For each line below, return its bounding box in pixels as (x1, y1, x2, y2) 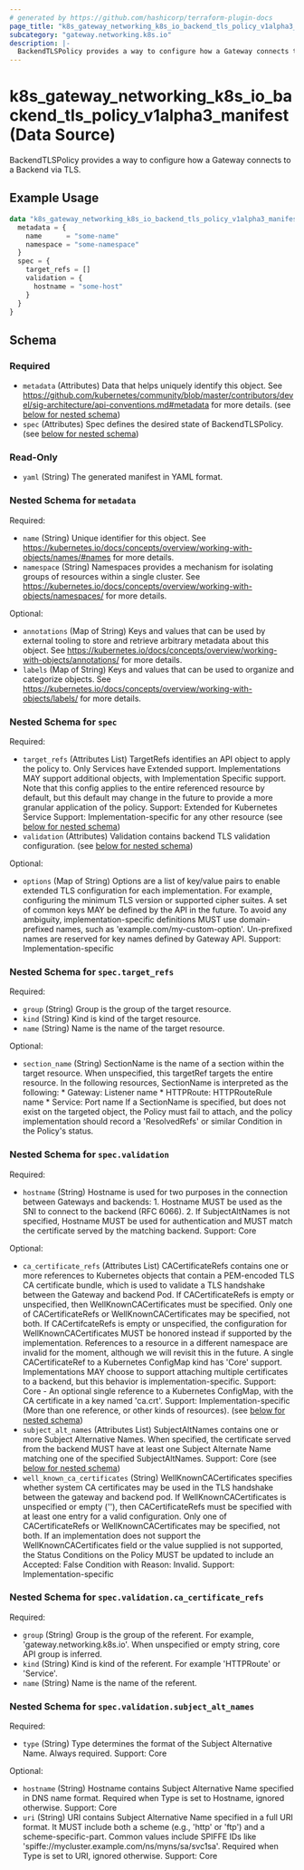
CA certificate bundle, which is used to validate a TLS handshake (22, 1280, 265, 1290)
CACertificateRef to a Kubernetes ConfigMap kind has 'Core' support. (22, 1357, 283, 1368)
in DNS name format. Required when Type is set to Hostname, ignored (22, 1793, 285, 1804)
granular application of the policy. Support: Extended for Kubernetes (22, 802, 278, 813)
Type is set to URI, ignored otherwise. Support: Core (22, 1851, 218, 1862)
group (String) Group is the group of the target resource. (22, 1004, 232, 1015)
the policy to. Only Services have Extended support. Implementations (22, 763, 281, 774)
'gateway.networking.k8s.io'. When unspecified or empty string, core (22, 1639, 280, 1650)
